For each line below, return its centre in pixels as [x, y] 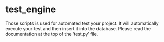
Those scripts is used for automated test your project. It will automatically [82, 23]
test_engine [31, 9]
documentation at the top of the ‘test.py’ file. [52, 34]
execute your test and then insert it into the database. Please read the [78, 28]
